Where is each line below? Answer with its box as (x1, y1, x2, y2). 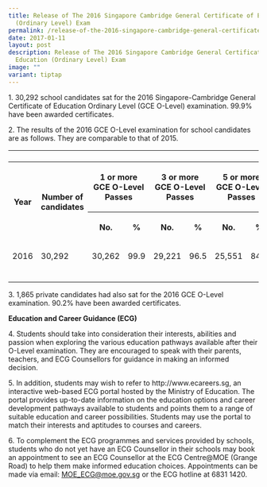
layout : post (8, 41, 52, 49)
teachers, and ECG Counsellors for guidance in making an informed (8, 354, 230, 364)
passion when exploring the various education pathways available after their (8, 337, 258, 346)
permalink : (8, 26, 44, 34)
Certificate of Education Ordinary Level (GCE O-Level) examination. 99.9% (8, 101, 253, 110)
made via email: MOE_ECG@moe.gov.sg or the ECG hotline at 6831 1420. (8, 470, 248, 479)
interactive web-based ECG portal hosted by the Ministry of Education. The (8, 386, 255, 396)
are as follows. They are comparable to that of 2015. (8, 133, 179, 143)
